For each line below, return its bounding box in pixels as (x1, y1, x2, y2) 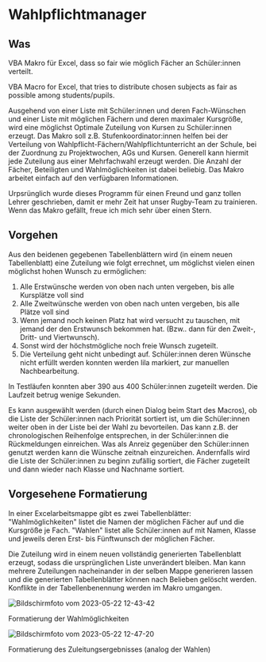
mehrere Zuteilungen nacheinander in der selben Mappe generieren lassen (8, 566, 253, 575)
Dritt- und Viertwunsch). (19, 332, 100, 342)
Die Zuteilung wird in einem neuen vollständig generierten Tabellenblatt (8, 549, 242, 559)
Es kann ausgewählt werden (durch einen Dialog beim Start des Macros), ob (8, 405, 258, 414)
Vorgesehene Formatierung (8, 487, 148, 501)
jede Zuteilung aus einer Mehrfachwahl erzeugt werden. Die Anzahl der (8, 156, 242, 166)
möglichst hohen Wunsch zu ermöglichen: (8, 266, 147, 275)
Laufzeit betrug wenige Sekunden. (8, 390, 121, 399)
